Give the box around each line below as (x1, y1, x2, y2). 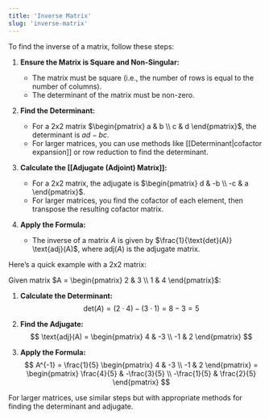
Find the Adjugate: (19, 319, 84, 329)
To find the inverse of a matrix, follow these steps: (8, 41, 175, 51)
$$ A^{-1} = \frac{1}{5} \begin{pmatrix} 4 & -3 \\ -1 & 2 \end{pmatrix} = (24, 360, 259, 370)
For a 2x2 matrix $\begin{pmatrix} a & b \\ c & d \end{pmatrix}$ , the (31, 121, 257, 131)
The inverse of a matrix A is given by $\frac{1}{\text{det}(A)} (31, 235, 233, 245)
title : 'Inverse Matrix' (8, 11, 92, 20)
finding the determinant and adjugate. (8, 401, 134, 411)
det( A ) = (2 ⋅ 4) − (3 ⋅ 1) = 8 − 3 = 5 (83, 304, 200, 313)
